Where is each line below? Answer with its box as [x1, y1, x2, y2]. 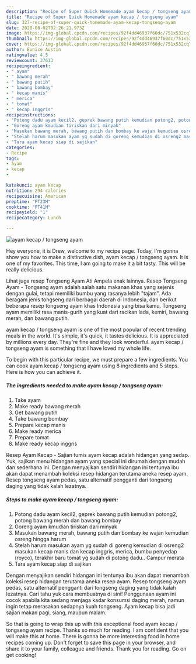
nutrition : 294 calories [6, 188, 66, 194]
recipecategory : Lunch [6, 215, 61, 221]
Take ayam [14, 396, 41, 404]
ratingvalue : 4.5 [6, 52, 48, 58]
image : [6, 30, 22, 36]
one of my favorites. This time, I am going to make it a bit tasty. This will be [6, 260, 185, 267]
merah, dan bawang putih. [6, 315, 69, 322]
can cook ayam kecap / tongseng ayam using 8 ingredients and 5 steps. [6, 362, 179, 369]
